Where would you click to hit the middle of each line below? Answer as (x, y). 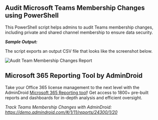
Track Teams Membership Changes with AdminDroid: (58, 107)
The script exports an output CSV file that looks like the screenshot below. (79, 51)
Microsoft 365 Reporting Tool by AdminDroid (74, 76)
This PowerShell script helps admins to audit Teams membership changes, (79, 27)
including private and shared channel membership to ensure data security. (79, 32)
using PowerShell (32, 16)
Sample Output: (21, 42)
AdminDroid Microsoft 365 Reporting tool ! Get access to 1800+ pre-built (77, 92)
